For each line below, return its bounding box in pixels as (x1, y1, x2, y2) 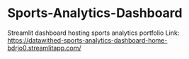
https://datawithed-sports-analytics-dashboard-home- (7, 36, 168, 44)
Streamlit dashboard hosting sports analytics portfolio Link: (7, 28, 180, 37)
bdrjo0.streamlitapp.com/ (7, 43, 81, 52)
